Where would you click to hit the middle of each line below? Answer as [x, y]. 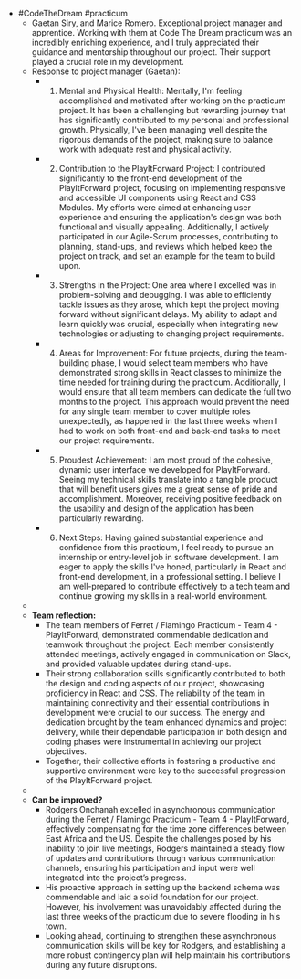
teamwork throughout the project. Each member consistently [160, 644]
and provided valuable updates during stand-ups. [138, 664]
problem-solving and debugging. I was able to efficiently [165, 295]
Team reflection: [64, 615]
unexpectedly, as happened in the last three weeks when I [168, 421]
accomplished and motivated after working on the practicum [172, 101]
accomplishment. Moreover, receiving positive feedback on [171, 499]
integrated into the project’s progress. [116, 878]
